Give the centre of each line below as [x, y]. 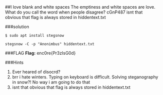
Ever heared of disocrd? [36, 72]
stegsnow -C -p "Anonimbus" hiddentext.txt [50, 44]
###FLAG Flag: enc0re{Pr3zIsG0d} [40, 53]
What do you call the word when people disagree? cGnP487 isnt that [74, 12]
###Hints [14, 62]
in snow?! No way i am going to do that [51, 82]
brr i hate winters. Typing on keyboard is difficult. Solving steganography [85, 77]
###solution [17, 27]
